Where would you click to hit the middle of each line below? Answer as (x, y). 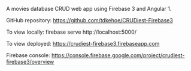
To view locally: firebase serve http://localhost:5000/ (71, 32)
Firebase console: (28, 55)
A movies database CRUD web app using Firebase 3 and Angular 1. (89, 9)
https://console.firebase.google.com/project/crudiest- (118, 55)
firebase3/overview (30, 62)
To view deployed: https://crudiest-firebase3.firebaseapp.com (83, 44)
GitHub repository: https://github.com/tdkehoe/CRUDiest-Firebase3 (90, 20)
